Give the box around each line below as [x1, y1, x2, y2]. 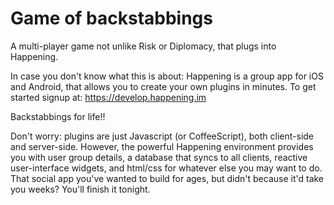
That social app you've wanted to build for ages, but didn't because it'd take [10, 172, 325, 184]
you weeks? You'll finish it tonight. [10, 183, 151, 195]
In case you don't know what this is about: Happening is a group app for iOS [10, 70, 324, 82]
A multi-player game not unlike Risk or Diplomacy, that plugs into [10, 40, 277, 52]
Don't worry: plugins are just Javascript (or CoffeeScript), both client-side [10, 130, 315, 142]
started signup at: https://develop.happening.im [10, 91, 207, 103]
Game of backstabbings [10, 7, 213, 30]
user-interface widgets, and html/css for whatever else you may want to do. [10, 162, 323, 174]
